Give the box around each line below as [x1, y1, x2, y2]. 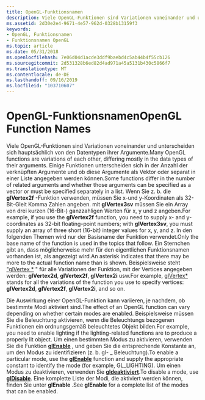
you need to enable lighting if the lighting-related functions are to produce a [6, 329, 197, 336]
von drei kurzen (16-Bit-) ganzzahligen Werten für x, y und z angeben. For [6, 207, 191, 214]
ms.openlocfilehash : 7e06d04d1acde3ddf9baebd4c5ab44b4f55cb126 [6, 54, 171, 60]
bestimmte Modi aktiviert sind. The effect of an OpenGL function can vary [6, 303, 190, 310]
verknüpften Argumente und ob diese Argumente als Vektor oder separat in [6, 168, 196, 175]
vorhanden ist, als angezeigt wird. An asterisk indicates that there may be [6, 252, 190, 260]
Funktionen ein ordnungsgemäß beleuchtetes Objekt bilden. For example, [6, 322, 189, 330]
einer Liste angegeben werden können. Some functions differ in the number [6, 175, 195, 182]
